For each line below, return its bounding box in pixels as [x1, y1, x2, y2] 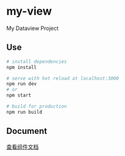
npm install [6, 64, 37, 70]
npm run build [6, 109, 43, 115]
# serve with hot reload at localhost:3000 [6, 75, 119, 81]
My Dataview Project [6, 24, 59, 32]
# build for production [6, 103, 67, 110]
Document [6, 126, 47, 136]
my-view [6, 4, 52, 18]
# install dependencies [6, 58, 67, 65]
